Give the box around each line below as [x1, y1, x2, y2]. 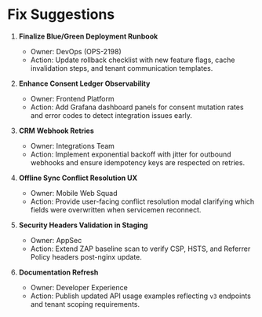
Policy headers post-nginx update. [30, 252, 143, 261]
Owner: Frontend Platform [30, 94, 115, 103]
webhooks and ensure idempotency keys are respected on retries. [30, 157, 245, 167]
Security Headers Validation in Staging [18, 220, 148, 230]
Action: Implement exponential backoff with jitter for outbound [30, 149, 232, 159]
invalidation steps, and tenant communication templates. [30, 63, 213, 72]
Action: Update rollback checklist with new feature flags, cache [30, 55, 235, 65]
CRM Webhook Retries [18, 126, 95, 135]
